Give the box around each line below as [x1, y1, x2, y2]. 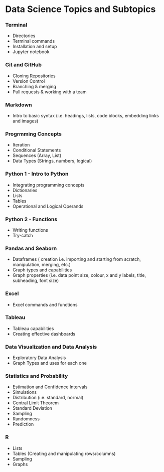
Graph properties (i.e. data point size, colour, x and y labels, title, [12, 272, 146, 278]
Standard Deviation [12, 405, 53, 411]
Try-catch [12, 232, 33, 238]
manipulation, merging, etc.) [12, 262, 71, 268]
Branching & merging [12, 83, 57, 89]
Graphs [12, 461, 28, 467]
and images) [12, 118, 39, 124]
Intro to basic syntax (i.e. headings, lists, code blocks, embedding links [12, 113, 159, 119]
